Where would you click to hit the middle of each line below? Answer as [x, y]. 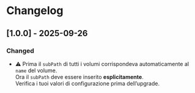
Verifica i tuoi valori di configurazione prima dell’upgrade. [87, 83]
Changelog [35, 11]
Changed [20, 51]
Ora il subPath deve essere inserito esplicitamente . [79, 76]
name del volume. [36, 70]
